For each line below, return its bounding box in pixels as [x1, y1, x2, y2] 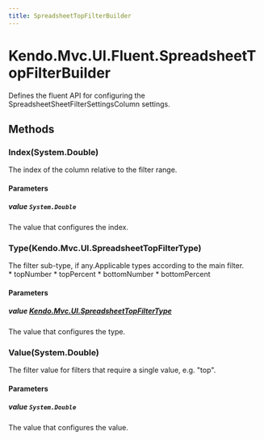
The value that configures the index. [8, 222, 129, 232]
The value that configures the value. [8, 422, 129, 432]
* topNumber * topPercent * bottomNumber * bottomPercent [8, 270, 212, 279]
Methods [8, 122, 55, 136]
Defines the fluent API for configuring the [8, 90, 145, 100]
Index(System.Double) [8, 146, 99, 157]
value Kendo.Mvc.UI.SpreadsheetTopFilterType [8, 306, 172, 316]
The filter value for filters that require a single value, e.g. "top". [8, 365, 216, 375]
